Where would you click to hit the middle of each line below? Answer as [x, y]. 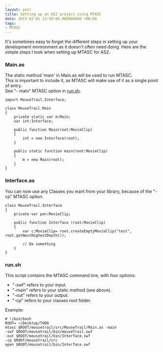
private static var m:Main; [42, 117]
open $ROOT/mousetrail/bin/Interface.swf [48, 345]
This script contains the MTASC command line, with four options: [70, 275]
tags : [10, 23]
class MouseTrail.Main [28, 109]
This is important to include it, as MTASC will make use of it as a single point [82, 81]
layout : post [18, 10]
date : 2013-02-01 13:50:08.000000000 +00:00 [51, 19]
